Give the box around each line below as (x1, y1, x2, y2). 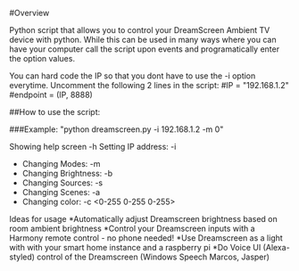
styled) (9, 251, 36, 262)
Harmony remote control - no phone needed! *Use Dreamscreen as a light (9, 233, 283, 243)
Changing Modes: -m (21, 159, 101, 168)
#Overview (9, 8, 50, 18)
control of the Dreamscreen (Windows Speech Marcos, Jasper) (37, 251, 270, 262)
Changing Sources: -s (21, 177, 104, 188)
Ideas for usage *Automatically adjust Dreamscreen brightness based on (9, 214, 278, 224)
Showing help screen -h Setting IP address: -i (9, 142, 177, 152)
